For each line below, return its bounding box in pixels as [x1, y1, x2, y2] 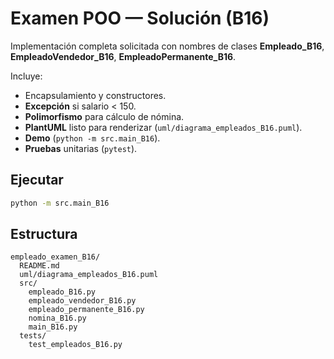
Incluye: [10, 70, 43, 82]
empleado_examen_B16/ [10, 252, 101, 262]
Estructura [10, 226, 78, 243]
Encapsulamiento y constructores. [24, 89, 167, 101]
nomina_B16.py [28, 313, 87, 324]
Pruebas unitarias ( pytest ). [24, 142, 138, 154]
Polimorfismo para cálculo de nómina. [24, 110, 185, 122]
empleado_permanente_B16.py [28, 305, 145, 315]
